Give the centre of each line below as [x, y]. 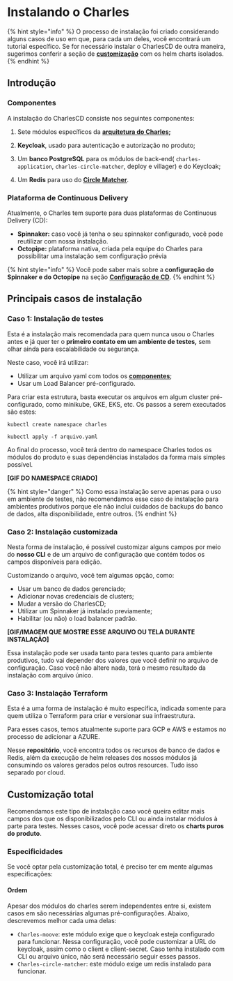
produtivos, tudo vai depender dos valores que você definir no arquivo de [113, 660]
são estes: [22, 412]
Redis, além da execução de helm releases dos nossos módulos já [102, 758]
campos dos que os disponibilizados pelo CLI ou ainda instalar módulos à [112, 819]
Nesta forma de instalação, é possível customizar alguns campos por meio [114, 547]
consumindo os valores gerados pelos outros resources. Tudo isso [103, 765]
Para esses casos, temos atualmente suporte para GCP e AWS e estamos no [117, 729]
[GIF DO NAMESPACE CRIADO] [53, 478]
